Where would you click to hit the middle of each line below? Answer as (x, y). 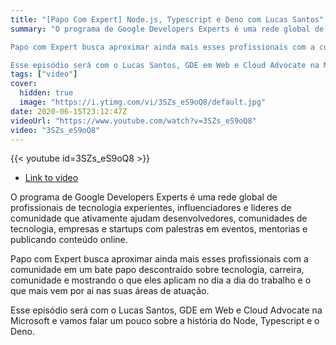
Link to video (51, 178)
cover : (24, 84)
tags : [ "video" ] (44, 74)
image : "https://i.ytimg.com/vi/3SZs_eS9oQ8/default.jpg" (143, 102)
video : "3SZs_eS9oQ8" (55, 130)
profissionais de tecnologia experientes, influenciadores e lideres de (151, 208)
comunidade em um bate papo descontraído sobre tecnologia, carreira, (157, 270)
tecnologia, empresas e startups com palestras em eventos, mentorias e (159, 229)
